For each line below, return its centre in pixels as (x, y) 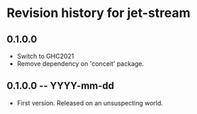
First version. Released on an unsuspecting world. (90, 103)
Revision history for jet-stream (98, 13)
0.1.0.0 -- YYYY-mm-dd (61, 86)
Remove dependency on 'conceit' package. (80, 64)
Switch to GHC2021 (45, 56)
